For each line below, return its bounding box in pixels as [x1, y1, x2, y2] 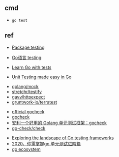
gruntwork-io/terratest [11, 99, 58, 105]
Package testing [11, 44, 45, 50]
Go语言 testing [11, 54, 42, 61]
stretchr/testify [11, 89, 42, 94]
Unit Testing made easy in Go [11, 74, 72, 80]
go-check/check [11, 125, 46, 131]
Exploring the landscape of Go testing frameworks [11, 135, 114, 141]
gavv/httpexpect [11, 94, 45, 100]
